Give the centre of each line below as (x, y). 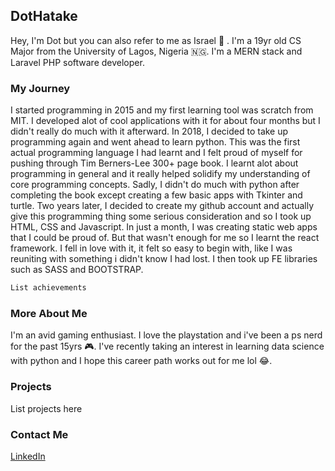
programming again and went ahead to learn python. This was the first (155, 142)
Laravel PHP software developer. (77, 62)
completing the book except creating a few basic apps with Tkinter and (156, 195)
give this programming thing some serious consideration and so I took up (161, 216)
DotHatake (44, 16)
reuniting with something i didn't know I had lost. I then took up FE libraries (164, 259)
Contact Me (39, 434)
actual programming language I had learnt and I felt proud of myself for (156, 153)
